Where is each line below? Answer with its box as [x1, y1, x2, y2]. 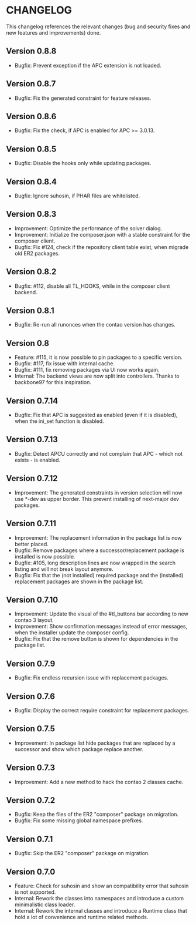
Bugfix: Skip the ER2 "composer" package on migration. [14, 850, 150, 857]
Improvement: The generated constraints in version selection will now [14, 489, 183, 496]
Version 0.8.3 [6, 209, 57, 219]
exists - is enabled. [14, 456, 60, 463]
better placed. [14, 540, 49, 547]
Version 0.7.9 [6, 658, 56, 668]
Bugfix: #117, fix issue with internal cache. [14, 360, 115, 367]
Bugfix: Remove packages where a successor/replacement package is [14, 547, 184, 554]
